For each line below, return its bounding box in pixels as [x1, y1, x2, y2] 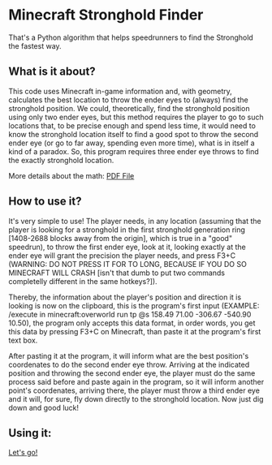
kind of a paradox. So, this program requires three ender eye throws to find [8, 146, 260, 156]
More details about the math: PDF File [8, 170, 135, 180]
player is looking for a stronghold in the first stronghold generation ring [8, 225, 246, 235]
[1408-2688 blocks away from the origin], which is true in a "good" [8, 233, 233, 243]
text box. [8, 335, 38, 345]
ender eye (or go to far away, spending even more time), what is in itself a [8, 138, 255, 148]
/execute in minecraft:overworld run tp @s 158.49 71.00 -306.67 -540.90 [8, 309, 252, 319]
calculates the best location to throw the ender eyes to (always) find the [8, 95, 249, 105]
